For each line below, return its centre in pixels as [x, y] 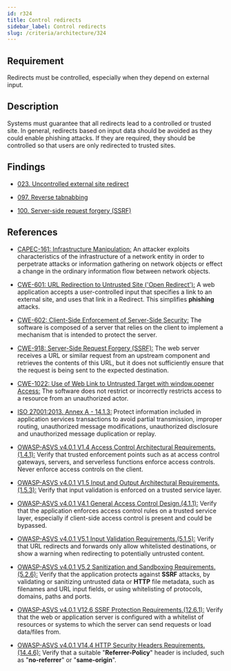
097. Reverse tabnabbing [52, 197]
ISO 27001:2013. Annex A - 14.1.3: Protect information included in [109, 412]
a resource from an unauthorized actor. [73, 398]
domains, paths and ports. [54, 596]
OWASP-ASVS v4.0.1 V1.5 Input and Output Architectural [97, 482]
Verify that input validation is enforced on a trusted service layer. [130, 490]
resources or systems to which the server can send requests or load [114, 624]
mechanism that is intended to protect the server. [87, 334]
